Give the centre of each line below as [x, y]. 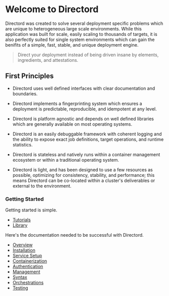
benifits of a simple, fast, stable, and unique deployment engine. [72, 45]
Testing [20, 288]
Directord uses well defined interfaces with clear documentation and [84, 88]
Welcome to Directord [52, 9]
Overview [22, 245]
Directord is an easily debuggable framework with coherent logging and [87, 134]
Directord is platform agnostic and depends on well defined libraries [83, 119]
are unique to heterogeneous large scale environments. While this [74, 28]
